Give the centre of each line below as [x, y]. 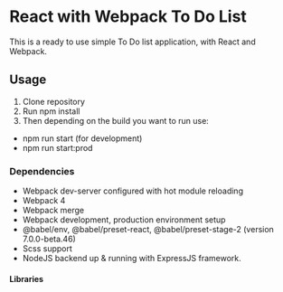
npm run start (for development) [82, 138]
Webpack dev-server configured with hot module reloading [133, 191]
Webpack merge [53, 211]
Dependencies [42, 171]
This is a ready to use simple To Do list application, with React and [132, 42]
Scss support [47, 249]
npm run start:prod [57, 147]
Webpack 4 [44, 201]
